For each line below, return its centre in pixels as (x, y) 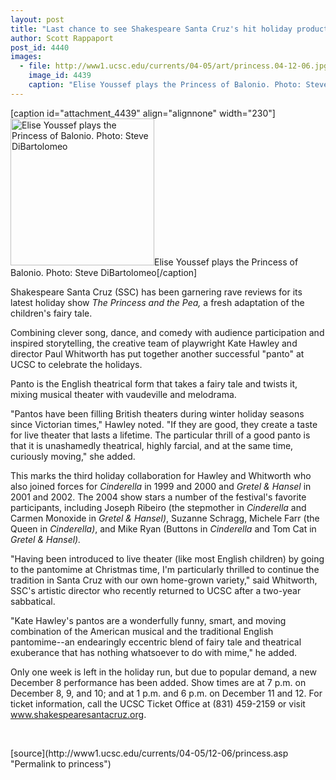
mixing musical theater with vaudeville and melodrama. (123, 394)
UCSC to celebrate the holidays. (76, 364)
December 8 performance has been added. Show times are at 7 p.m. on (158, 682)
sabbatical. (33, 601)
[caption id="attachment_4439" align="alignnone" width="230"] (143, 113)
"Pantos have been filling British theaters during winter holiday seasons (157, 413)
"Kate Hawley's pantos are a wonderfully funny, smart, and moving (148, 620)
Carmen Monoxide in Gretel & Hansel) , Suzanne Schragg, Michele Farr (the (165, 518)
